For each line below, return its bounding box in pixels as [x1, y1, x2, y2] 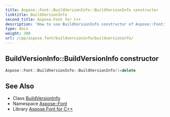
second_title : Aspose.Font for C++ [5, 17, 81, 22]
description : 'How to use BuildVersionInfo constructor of [5, 21, 134, 27]
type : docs [5, 26, 29, 31]
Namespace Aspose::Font [12, 101, 67, 107]
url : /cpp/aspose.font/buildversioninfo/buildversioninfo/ [5, 36, 134, 41]
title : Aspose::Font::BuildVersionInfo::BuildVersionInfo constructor [5, 7, 159, 13]
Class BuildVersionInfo [12, 95, 60, 101]
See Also [5, 82, 34, 90]
